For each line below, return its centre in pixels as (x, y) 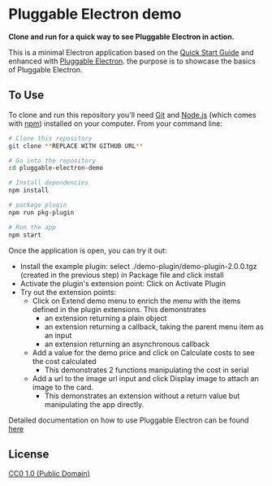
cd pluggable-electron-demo (56, 168)
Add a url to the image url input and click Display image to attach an (145, 378)
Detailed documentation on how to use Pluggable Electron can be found (129, 420)
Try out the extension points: (68, 292)
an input (58, 335)
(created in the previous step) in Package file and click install (122, 275)
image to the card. (63, 387)
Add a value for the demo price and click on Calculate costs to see (143, 352)
